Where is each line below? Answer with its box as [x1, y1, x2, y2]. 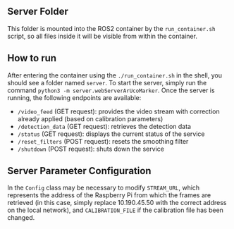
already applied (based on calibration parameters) [17, 114, 164, 123]
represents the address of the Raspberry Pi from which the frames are [7, 191, 211, 199]
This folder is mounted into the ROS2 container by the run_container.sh [7, 24, 216, 32]
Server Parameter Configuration [7, 165, 152, 177]
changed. [7, 213, 35, 222]
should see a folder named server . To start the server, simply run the [7, 78, 207, 87]
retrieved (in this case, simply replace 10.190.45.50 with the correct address [7, 199, 227, 207]
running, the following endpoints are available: [7, 93, 142, 101]
